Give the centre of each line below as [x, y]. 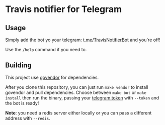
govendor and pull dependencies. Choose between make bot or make [76, 92]
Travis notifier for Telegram [64, 9]
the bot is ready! [22, 103]
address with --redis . [28, 118]
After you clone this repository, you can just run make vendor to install [77, 87]
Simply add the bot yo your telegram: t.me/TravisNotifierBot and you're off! [83, 40]
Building [18, 66]
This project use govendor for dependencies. [52, 77]
